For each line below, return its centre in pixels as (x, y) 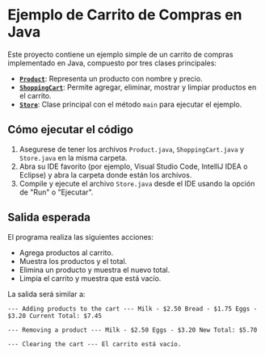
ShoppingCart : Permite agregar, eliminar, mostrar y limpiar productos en (138, 87)
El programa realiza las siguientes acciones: (81, 237)
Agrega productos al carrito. (66, 253)
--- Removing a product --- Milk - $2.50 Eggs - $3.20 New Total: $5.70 (132, 330)
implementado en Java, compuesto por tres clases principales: (112, 63)
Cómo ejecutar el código (71, 130)
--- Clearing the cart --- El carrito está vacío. (95, 344)
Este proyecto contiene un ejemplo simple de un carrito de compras (120, 54)
